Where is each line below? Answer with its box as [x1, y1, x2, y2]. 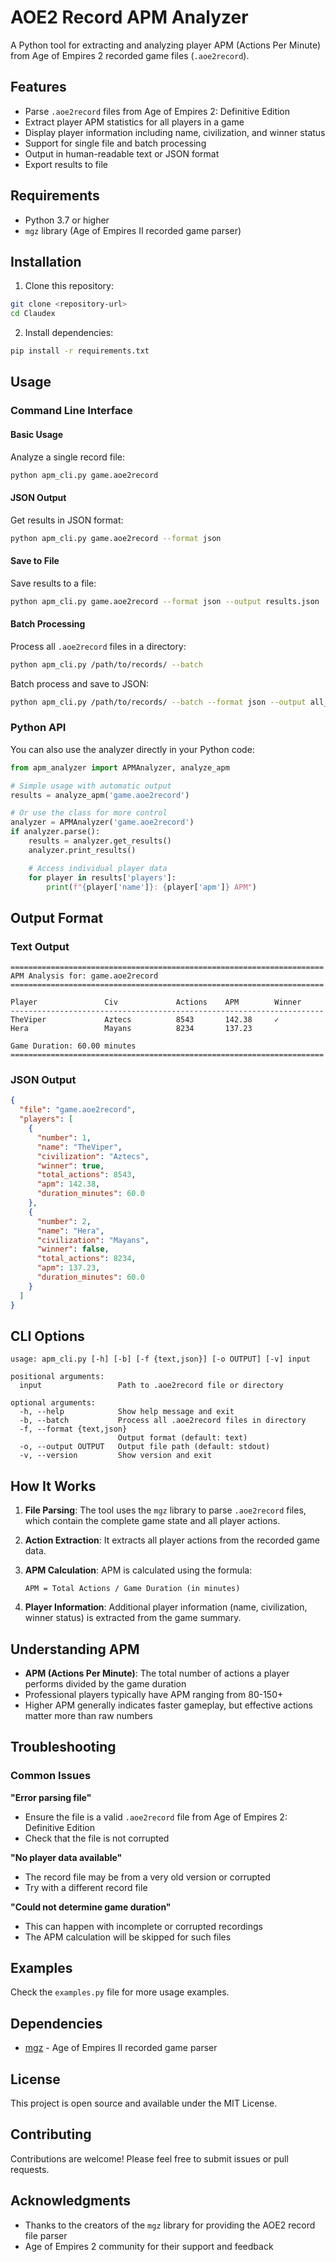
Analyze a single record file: [10, 451, 125, 463]
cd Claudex [10, 309, 56, 319]
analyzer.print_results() [28, 845, 137, 855]
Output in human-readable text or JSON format [24, 147, 220, 160]
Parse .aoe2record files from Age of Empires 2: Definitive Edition [24, 105, 291, 117]
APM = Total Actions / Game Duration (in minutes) [24, 1584, 241, 1594]
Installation [10, 253, 82, 270]
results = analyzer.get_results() [28, 836, 172, 846]
